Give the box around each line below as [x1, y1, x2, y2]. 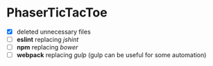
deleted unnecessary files [16, 27, 91, 36]
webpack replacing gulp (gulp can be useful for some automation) [16, 51, 207, 59]
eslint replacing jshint [16, 36, 79, 43]
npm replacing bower [16, 43, 78, 52]
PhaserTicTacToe [6, 5, 108, 21]
